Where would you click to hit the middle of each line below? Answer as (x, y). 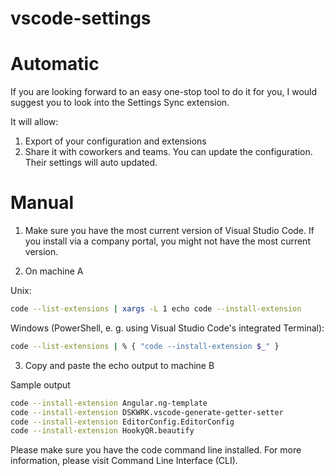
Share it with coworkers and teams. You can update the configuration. (168, 152)
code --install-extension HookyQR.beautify (102, 431)
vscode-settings (81, 18)
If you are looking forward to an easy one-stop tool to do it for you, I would (164, 92)
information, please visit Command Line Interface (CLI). (124, 461)
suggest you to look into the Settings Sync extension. (120, 103)
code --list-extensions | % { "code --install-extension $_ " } (145, 346)
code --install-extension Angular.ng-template (109, 403)
